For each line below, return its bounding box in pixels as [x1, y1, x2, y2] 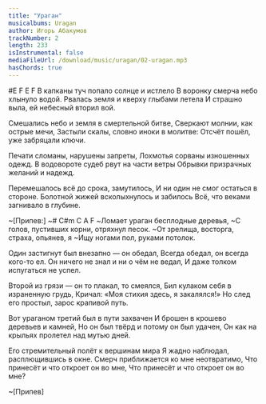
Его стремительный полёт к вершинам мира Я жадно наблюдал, [8, 346, 229, 355]
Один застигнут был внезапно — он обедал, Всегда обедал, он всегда [8, 248, 249, 258]
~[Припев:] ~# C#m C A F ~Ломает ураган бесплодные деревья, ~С [8, 215, 241, 225]
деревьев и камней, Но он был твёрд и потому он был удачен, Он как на [8, 322, 257, 331]
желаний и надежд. [8, 167, 75, 177]
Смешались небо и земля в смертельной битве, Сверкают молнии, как [8, 118, 253, 128]
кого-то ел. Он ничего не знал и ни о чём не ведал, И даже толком [8, 257, 237, 266]
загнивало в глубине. [8, 200, 81, 210]
